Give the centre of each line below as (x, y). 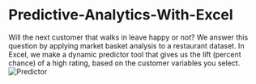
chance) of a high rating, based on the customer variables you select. (124, 63)
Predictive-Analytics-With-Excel (121, 15)
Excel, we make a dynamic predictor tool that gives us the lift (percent (125, 54)
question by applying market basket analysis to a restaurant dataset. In (126, 45)
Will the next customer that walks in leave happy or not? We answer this (128, 37)
